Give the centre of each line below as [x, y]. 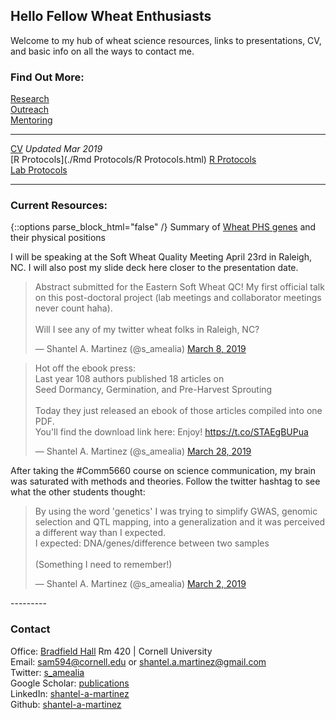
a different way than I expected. [100, 533]
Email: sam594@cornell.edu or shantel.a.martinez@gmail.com [138, 661]
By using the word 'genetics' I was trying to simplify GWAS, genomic [176, 511]
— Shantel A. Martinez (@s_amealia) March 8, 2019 [140, 349]
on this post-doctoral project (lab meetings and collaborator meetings [178, 298]
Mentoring [31, 120]
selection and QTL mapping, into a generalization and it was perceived [180, 522]
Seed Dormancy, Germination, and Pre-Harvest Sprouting [153, 390]
